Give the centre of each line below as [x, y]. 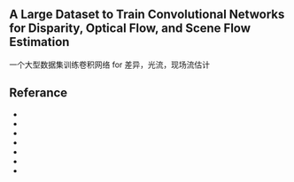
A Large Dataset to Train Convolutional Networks [147, 15]
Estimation [39, 42]
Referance [39, 93]
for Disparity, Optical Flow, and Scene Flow [130, 29]
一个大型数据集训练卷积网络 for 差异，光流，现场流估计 [110, 64]
